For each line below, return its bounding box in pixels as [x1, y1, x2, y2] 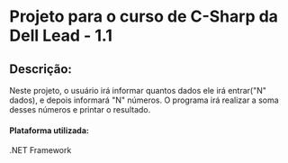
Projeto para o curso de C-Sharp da [9, 6, 279, 27]
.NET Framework [9, 145, 72, 156]
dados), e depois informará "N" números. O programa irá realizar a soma [9, 95, 279, 105]
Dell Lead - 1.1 [9, 25, 112, 46]
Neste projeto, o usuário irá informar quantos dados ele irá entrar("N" [9, 86, 267, 95]
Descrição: [9, 61, 72, 77]
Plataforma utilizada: [9, 124, 90, 136]
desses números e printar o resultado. [9, 104, 151, 114]
